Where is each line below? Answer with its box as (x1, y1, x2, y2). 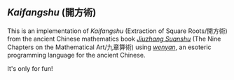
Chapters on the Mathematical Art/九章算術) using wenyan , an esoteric (7, 43, 212, 51)
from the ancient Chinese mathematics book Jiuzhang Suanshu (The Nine (7, 34, 221, 43)
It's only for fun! (7, 64, 54, 72)
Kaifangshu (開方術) (7, 6, 97, 19)
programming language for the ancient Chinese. (7, 51, 146, 59)
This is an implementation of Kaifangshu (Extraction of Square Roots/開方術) (7, 27, 228, 35)
